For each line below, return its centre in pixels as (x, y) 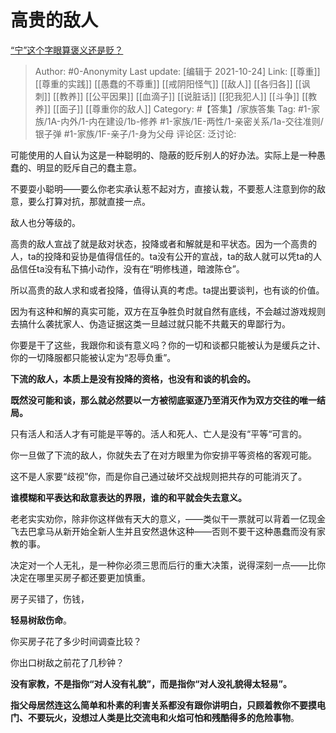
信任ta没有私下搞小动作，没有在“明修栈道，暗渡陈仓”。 (131, 268)
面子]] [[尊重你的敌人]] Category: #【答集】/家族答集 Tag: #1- (185, 108)
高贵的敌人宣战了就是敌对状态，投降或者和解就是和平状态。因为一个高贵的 (163, 243)
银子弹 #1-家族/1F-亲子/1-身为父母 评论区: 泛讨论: (135, 133)
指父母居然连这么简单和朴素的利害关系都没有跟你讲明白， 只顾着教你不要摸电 (168, 705)
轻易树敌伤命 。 (41, 620)
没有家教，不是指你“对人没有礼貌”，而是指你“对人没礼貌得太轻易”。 (151, 683)
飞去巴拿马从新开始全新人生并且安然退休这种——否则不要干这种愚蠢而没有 (163, 531)
